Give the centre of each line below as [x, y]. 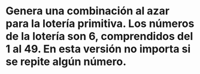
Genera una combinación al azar [88, 11]
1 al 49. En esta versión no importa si [98, 49]
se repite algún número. [66, 62]
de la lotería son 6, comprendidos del [99, 36]
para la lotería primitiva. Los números [100, 24]
